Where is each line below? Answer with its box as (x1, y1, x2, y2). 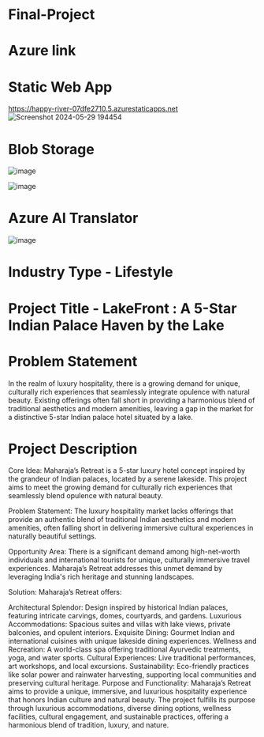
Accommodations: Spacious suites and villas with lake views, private (8, 619, 231, 629)
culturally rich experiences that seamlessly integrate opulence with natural (8, 387, 250, 396)
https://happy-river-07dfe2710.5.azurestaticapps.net (8, 104, 179, 114)
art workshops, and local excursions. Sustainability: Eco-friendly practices (8, 662, 250, 671)
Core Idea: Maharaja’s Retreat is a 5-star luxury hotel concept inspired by (8, 466, 246, 475)
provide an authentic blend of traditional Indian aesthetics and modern (8, 515, 236, 524)
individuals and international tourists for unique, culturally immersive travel (8, 555, 251, 565)
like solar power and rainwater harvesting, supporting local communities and (8, 670, 257, 679)
